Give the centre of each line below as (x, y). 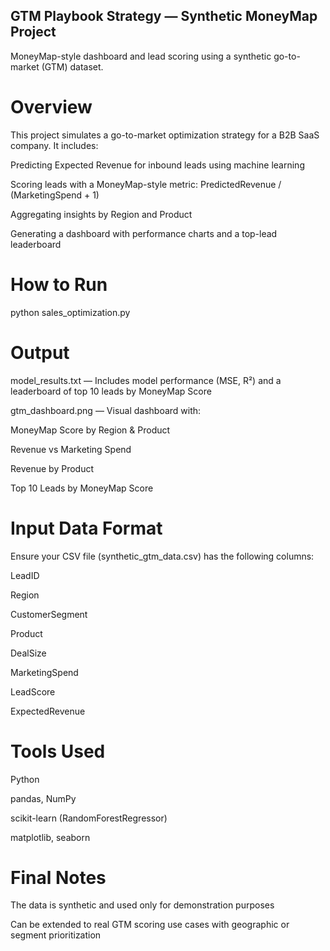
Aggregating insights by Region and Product (101, 214)
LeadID (25, 575)
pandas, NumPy (43, 798)
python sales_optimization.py (70, 312)
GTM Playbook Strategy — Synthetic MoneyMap (164, 16)
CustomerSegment (49, 614)
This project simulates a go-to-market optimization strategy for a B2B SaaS (165, 135)
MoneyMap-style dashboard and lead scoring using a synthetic (141, 56)
